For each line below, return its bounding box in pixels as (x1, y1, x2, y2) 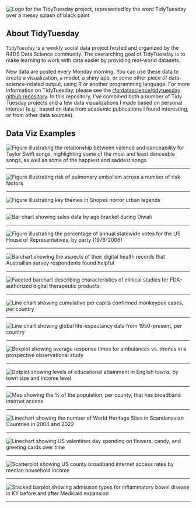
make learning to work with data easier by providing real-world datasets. (6, 56, 181, 64)
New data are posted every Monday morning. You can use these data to (6, 68, 179, 75)
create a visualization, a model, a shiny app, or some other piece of (6, 74, 167, 81)
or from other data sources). (6, 111, 74, 118)
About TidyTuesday (6, 29, 80, 39)
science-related (6, 80, 44, 87)
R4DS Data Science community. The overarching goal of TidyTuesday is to (6, 50, 185, 57)
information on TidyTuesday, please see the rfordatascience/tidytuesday (6, 87, 181, 94)
